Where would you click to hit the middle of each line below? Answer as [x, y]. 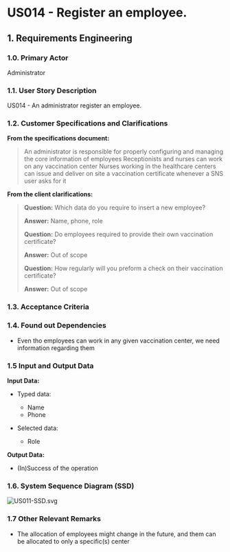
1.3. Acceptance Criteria [48, 307]
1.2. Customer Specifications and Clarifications [88, 123]
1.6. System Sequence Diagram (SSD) [71, 486]
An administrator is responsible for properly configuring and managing [124, 152]
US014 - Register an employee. [97, 13]
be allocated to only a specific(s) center [73, 541]
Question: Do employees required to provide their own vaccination [118, 234]
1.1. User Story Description [52, 90]
